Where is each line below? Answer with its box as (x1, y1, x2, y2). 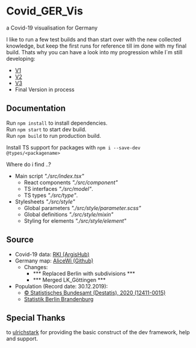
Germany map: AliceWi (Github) (14, 257, 94, 264)
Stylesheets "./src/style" (14, 197, 75, 205)
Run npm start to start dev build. (6, 125, 87, 133)
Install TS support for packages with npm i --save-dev (6, 143, 141, 151)
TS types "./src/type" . (23, 191, 78, 199)
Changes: (23, 263, 48, 270)
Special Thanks (6, 312, 66, 323)
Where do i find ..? (6, 161, 51, 168)
